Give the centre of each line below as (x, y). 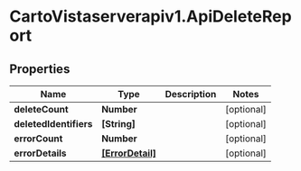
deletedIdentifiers (53, 124)
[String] (118, 124)
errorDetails (40, 153)
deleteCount (42, 109)
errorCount (38, 139)
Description (191, 94)
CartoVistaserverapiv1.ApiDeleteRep (150, 17)
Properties (40, 69)
